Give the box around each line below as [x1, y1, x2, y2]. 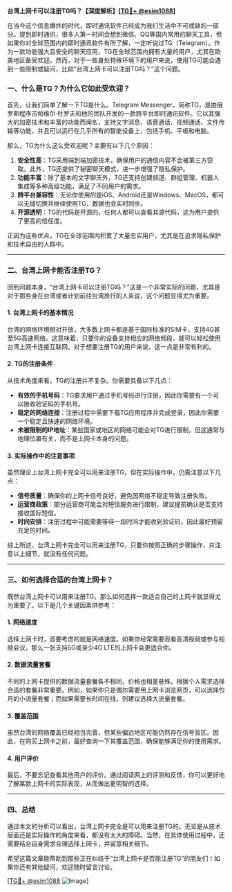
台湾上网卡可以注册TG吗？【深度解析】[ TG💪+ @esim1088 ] [7, 7, 176, 15]
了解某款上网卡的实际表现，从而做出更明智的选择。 [7, 779, 153, 788]
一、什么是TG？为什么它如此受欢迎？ [7, 83, 130, 93]
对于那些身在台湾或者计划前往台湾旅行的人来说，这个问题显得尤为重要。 [7, 291, 213, 300]
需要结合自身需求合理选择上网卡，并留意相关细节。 [7, 839, 153, 848]
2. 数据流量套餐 [7, 661, 51, 669]
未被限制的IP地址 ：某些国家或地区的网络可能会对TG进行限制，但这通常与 [17, 426, 225, 434]
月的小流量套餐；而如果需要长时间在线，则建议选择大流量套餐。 [7, 694, 188, 702]
